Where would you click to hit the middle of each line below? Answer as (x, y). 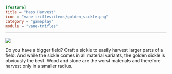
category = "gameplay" (29, 21)
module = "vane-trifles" (32, 26)
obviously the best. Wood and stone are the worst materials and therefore (83, 61)
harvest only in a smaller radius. (39, 66)
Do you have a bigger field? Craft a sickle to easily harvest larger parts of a (84, 50)
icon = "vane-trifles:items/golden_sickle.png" (57, 17)
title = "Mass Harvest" (31, 12)
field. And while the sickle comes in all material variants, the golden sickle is (85, 55)
